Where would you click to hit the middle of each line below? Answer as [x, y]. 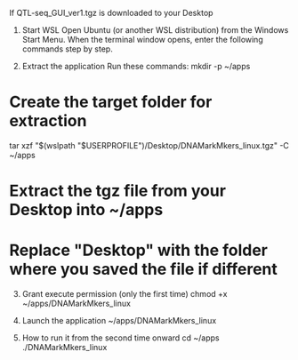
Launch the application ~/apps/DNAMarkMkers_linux [119, 321]
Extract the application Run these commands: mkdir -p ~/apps [136, 66]
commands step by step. [67, 49]
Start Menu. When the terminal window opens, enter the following [143, 40]
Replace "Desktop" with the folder [139, 250]
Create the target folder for [111, 102]
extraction [48, 121]
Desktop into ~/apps [86, 210]
